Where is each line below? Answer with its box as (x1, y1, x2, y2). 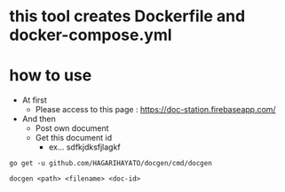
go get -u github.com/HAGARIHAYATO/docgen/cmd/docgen (9, 159, 213, 168)
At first (21, 95, 47, 105)
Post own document (35, 123, 109, 134)
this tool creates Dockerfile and (9, 6, 246, 27)
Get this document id (35, 133, 113, 143)
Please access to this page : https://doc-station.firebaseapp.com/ (35, 104, 277, 115)
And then (21, 113, 56, 125)
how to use (9, 65, 92, 86)
